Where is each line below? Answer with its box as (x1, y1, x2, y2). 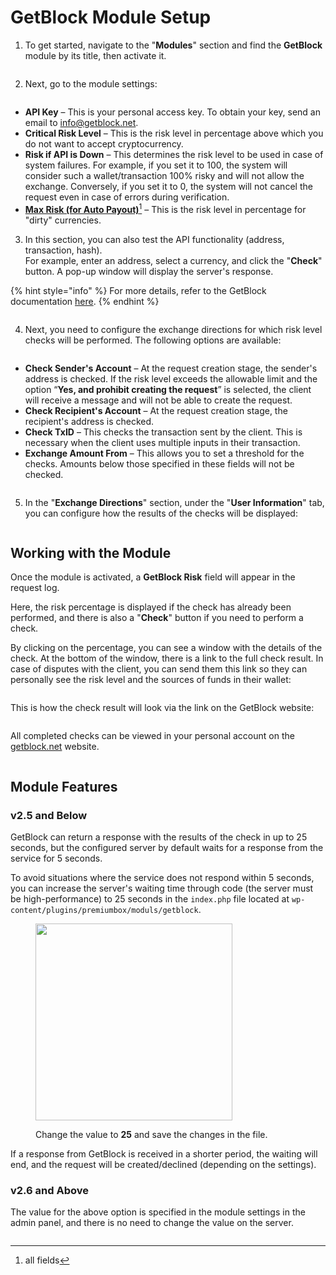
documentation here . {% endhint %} (10, 295, 160, 307)
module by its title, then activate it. (24, 49, 167, 61)
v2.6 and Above (10, 1184, 89, 1198)
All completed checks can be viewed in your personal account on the (10, 730, 295, 742)
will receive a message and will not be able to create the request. (24, 394, 293, 406)
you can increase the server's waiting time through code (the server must (10, 882, 314, 895)
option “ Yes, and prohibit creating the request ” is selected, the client (24, 383, 312, 395)
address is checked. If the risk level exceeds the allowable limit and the (24, 372, 318, 385)
